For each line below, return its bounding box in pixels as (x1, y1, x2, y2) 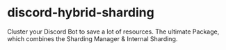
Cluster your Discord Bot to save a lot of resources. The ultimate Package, (7, 27, 220, 36)
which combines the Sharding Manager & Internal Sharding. (7, 34, 178, 42)
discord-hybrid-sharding (7, 5, 154, 21)
